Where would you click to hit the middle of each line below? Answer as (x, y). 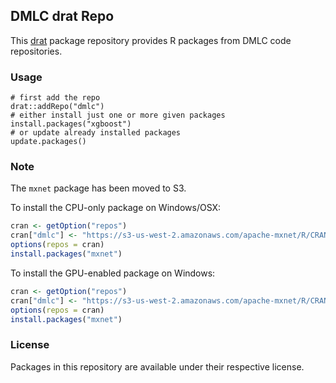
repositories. (36, 51)
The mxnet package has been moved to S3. (98, 188)
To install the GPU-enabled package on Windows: (113, 273)
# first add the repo (55, 98)
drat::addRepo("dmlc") (57, 107)
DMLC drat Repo (62, 16)
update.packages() (48, 142)
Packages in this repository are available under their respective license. (157, 366)
